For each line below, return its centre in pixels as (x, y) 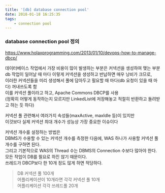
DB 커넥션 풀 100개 (35, 173)
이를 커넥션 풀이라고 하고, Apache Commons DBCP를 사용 (62, 93)
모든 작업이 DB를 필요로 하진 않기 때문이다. (46, 157)
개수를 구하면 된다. (23, 144)
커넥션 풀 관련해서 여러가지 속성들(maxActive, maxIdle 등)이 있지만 (70, 115)
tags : (11, 19)
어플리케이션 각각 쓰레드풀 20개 (48, 186)
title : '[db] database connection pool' (47, 10)
